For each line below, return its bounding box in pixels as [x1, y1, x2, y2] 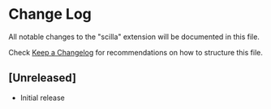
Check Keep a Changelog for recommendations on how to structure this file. [8, 47, 264, 57]
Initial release [19, 93, 65, 102]
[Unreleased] [8, 71, 77, 85]
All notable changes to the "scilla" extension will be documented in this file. [8, 32, 260, 41]
